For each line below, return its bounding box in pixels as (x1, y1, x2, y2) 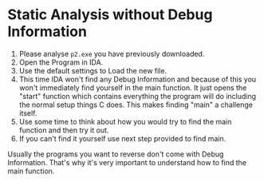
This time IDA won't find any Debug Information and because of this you (18, 74, 257, 84)
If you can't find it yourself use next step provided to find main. (18, 133, 227, 143)
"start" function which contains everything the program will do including (18, 91, 257, 101)
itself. (18, 108, 37, 117)
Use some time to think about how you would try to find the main (18, 117, 232, 126)
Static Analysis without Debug (7, 6, 213, 24)
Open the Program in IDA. (18, 57, 104, 67)
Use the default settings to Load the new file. (18, 65, 167, 75)
